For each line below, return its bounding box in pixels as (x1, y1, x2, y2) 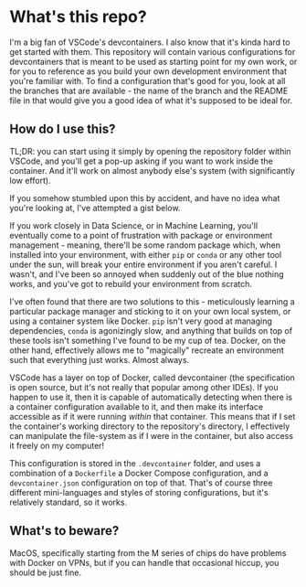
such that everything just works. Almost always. (9, 354, 190, 365)
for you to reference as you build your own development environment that (9, 66, 288, 77)
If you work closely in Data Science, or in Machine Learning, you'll (9, 219, 259, 230)
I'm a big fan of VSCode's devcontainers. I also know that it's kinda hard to (9, 37, 290, 48)
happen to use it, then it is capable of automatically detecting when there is (9, 391, 293, 402)
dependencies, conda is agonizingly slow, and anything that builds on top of (9, 325, 293, 336)
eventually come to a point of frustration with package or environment (9, 229, 273, 240)
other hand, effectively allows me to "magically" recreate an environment (9, 345, 285, 356)
